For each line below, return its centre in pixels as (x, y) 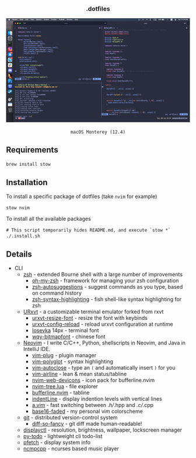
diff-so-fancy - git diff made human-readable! (87, 424)
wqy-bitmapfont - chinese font (69, 337)
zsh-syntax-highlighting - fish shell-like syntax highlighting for (107, 299)
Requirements (32, 150)
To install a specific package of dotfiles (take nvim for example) (82, 196)
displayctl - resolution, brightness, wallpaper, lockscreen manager (103, 430)
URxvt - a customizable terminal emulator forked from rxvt (93, 312)
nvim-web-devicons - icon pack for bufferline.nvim (93, 380)
